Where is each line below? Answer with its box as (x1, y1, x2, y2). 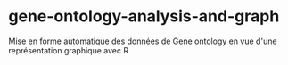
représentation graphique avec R (8, 45, 129, 55)
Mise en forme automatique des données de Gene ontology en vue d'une (8, 36, 277, 46)
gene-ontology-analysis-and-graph (8, 6, 280, 27)
